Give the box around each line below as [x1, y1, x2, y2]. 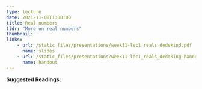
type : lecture [6, 8, 42, 15]
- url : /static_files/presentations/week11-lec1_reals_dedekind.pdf [17, 43, 192, 49]
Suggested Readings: [6, 76, 61, 83]
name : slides [22, 48, 55, 54]
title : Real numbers [6, 20, 58, 26]
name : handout [22, 59, 58, 65]
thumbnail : [6, 31, 34, 37]
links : [6, 37, 23, 43]
